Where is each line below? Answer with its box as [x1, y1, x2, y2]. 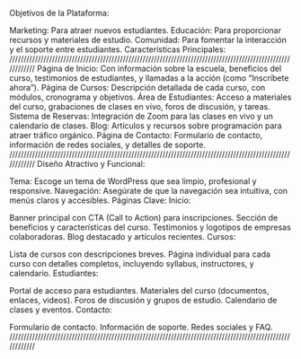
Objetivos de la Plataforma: [9, 8, 110, 18]
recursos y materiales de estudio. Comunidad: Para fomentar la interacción [9, 35, 288, 45]
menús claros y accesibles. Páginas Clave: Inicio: [9, 195, 191, 206]
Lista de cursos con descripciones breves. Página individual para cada [9, 249, 271, 259]
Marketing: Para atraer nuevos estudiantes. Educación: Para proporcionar [9, 25, 281, 35]
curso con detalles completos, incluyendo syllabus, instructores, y [9, 258, 254, 268]
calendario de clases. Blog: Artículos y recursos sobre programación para [9, 120, 282, 131]
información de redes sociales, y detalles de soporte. [9, 139, 207, 150]
